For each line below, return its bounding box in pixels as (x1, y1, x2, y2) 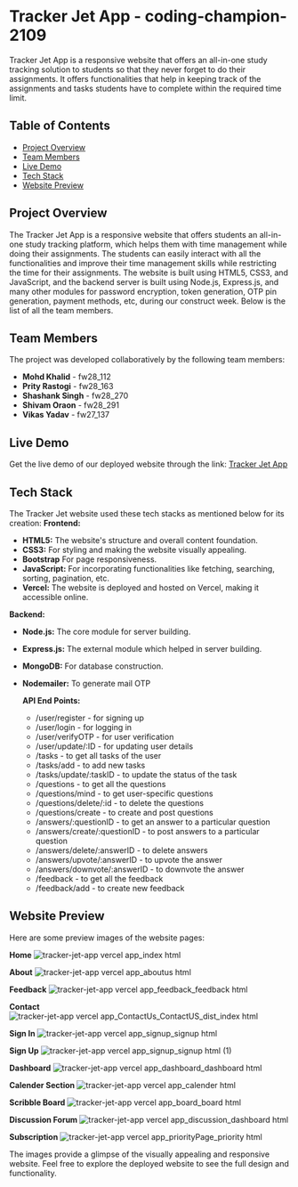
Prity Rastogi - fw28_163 (21, 381, 114, 392)
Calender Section (9, 1079, 76, 1090)
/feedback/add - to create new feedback (35, 883, 185, 893)
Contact (9, 1001, 40, 1012)
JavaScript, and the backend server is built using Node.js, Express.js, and (9, 276, 279, 287)
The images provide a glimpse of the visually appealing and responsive (9, 1149, 270, 1159)
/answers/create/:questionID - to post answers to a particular (35, 826, 260, 836)
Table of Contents (9, 118, 111, 134)
